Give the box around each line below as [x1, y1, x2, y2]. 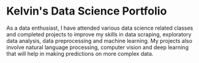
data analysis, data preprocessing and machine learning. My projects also [6, 37, 193, 44]
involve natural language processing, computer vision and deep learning [6, 44, 189, 51]
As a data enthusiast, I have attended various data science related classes [6, 24, 193, 31]
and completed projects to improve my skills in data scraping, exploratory [6, 30, 192, 38]
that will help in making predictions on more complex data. [6, 50, 154, 57]
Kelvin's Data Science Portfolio [6, 4, 167, 18]
